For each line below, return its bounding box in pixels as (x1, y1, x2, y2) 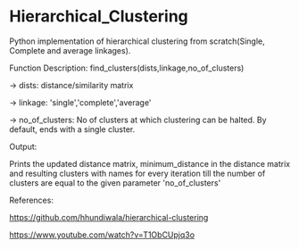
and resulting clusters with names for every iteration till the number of (9, 168, 266, 178)
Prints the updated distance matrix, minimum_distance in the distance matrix (9, 158, 291, 169)
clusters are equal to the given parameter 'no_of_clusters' (9, 177, 221, 188)
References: (9, 195, 54, 205)
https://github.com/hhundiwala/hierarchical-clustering (9, 212, 209, 222)
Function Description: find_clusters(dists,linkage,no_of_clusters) (9, 62, 245, 73)
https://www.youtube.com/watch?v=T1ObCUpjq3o (9, 229, 195, 240)
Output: (9, 141, 37, 152)
